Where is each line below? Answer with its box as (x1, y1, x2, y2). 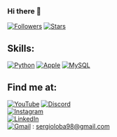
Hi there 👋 (7, 6, 42, 16)
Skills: (7, 42, 35, 55)
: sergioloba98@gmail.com (32, 122, 110, 130)
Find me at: (7, 81, 57, 93)
